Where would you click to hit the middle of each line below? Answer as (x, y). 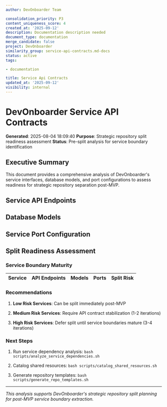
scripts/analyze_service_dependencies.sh (56, 356)
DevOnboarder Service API (62, 112)
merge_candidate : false (30, 42)
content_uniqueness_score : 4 (36, 23)
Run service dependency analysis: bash (53, 352)
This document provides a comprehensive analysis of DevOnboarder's (78, 174)
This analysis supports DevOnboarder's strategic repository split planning (81, 394)
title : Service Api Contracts (37, 78)
